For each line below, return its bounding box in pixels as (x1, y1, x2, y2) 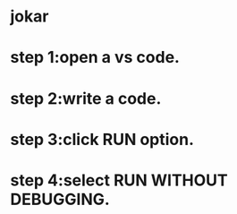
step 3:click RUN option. (10, 129, 195, 150)
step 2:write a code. (10, 88, 162, 108)
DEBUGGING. (10, 189, 110, 210)
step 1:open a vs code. (10, 47, 180, 68)
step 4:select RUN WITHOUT (10, 170, 229, 190)
